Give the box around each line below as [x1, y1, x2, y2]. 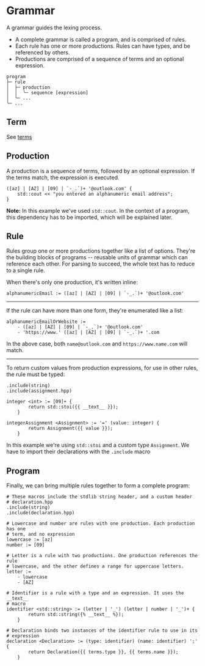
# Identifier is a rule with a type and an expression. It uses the [6, 590, 184, 596]
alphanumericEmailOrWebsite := [6, 319, 86, 325]
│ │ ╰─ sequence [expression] [6, 89, 88, 95]
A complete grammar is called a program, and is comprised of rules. [15, 35, 187, 43]
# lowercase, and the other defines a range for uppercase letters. [6, 563, 184, 569]
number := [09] [6, 542, 45, 548]
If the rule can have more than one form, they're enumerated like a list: [6, 307, 184, 314]
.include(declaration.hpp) [6, 510, 75, 516]
